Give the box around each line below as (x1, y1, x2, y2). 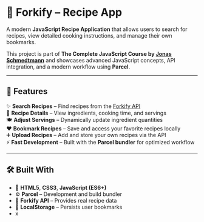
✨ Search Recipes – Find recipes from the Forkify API (6, 103, 141, 110)
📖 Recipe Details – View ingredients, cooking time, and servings (6, 109, 167, 116)
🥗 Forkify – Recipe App (6, 5, 123, 19)
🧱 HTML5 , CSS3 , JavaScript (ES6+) (15, 184, 107, 191)
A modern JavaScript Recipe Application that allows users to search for (6, 25, 188, 33)
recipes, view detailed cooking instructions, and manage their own (6, 32, 172, 39)
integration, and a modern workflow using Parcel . (6, 63, 131, 70)
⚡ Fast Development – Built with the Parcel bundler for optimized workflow (6, 138, 195, 146)
